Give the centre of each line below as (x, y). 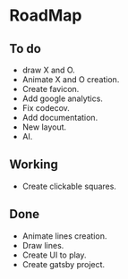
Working (34, 165)
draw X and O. (49, 70)
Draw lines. (43, 245)
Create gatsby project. (64, 264)
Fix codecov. (46, 108)
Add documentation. (60, 118)
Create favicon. (51, 89)
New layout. (44, 127)
